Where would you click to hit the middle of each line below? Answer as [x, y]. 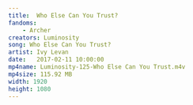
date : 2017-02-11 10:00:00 [56, 60]
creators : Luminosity [44, 37]
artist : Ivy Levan [38, 52]
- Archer [37, 30]
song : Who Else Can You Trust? [60, 45]
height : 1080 [30, 89]
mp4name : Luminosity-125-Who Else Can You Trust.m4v [97, 67]
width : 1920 [28, 81]
